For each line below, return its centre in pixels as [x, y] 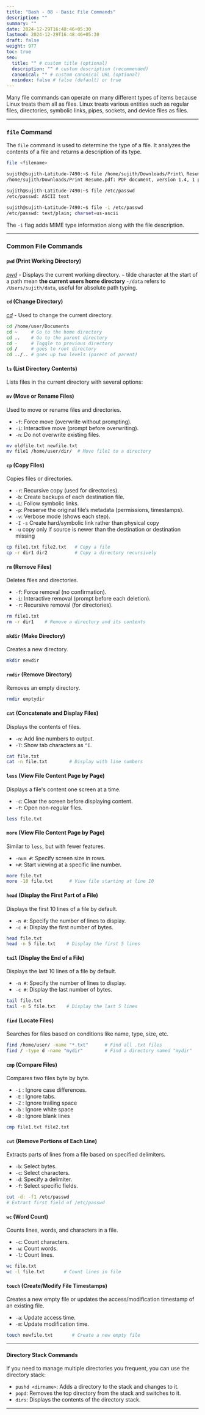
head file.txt [24, 938]
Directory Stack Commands [42, 1355]
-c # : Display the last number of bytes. [64, 990]
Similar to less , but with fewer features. [56, 846]
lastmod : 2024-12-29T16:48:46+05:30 [53, 35]
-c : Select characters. [42, 1173]
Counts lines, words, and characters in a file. [62, 1230]
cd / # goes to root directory [52, 349]
